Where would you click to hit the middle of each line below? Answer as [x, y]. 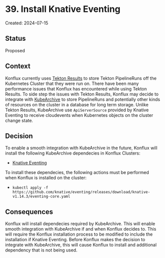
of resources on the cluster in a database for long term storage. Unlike [77, 104]
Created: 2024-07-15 [27, 23]
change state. [19, 120]
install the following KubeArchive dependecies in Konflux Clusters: [73, 153]
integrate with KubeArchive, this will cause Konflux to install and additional [81, 245]
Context [18, 66]
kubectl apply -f [30, 188]
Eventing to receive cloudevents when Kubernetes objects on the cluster [79, 115]
